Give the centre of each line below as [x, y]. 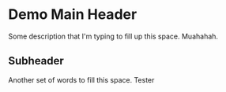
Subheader [36, 61]
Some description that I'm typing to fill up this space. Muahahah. [113, 36]
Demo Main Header [73, 15]
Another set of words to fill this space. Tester [81, 79]
